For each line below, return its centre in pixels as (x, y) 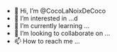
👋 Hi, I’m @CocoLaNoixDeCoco (60, 11)
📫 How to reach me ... (47, 41)
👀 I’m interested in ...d (46, 18)
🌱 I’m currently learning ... (52, 26)
